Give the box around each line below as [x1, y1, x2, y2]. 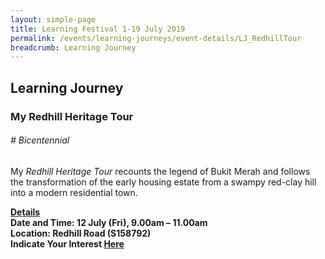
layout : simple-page [10, 14, 97, 25]
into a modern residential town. [10, 186, 138, 198]
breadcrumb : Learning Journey [10, 42, 137, 53]
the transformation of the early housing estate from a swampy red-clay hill [10, 176, 317, 188]
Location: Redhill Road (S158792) [10, 227, 152, 239]
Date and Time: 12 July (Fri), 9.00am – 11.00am [10, 216, 208, 228]
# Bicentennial [10, 134, 70, 146]
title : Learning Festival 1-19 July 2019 [10, 24, 186, 34]
